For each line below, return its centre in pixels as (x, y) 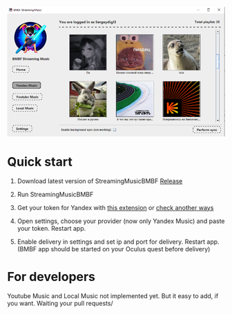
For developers (51, 276)
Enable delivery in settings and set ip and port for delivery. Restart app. (118, 242)
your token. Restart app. (51, 228)
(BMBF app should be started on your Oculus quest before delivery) (114, 249)
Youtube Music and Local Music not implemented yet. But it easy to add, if (113, 295)
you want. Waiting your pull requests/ (60, 303)
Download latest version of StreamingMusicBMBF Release (100, 181)
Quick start (40, 162)
